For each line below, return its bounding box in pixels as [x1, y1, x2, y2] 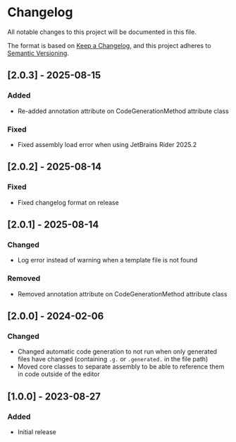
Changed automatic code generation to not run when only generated [17, 347, 217, 356]
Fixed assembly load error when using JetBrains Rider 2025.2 [17, 140, 197, 149]
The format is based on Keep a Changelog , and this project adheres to [7, 41, 211, 50]
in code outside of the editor [17, 370, 100, 378]
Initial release [17, 427, 56, 436]
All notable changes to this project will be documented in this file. [7, 28, 197, 36]
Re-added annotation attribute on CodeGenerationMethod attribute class [17, 107, 229, 115]
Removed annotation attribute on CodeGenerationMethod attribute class [17, 289, 228, 298]
